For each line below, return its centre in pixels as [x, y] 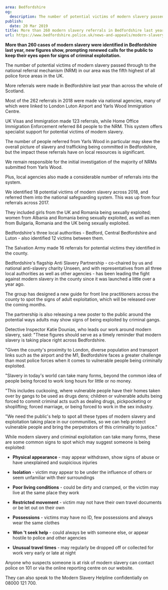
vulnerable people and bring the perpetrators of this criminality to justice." [81, 427]
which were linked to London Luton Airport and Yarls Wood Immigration [79, 106]
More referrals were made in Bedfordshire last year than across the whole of [84, 86]
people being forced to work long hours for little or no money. [68, 381]
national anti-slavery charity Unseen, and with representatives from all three [83, 268]
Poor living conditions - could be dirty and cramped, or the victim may [85, 488]
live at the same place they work [46, 493]
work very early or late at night [44, 553]
